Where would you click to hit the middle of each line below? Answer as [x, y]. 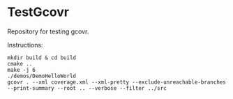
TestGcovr [38, 12]
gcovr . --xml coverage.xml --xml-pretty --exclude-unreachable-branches [117, 82]
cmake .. [20, 63]
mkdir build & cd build [42, 58]
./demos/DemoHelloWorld [42, 76]
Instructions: [25, 45]
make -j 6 [22, 70]
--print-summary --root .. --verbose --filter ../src [87, 88]
